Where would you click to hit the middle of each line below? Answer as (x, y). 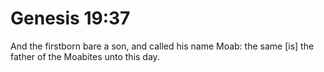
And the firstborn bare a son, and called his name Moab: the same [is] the (162, 46)
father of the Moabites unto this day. (85, 56)
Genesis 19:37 (70, 18)
